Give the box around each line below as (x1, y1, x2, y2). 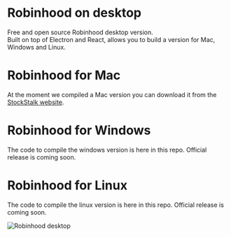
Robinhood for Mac (7, 68, 121, 83)
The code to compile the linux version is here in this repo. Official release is (7, 201, 224, 209)
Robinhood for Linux (7, 178, 128, 193)
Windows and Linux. (7, 43, 66, 51)
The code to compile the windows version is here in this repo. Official (7, 145, 207, 154)
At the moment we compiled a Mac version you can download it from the (7, 90, 217, 99)
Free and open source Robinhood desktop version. (7, 28, 154, 36)
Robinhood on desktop (7, 5, 142, 21)
